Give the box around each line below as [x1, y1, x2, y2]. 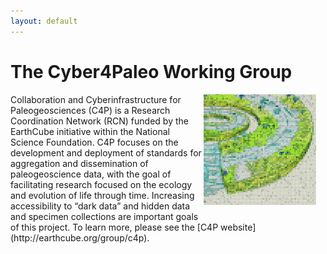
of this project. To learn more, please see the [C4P [10, 221, 219, 233]
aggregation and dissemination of [10, 157, 149, 169]
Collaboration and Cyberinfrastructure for [10, 93, 182, 105]
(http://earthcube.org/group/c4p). [10, 231, 150, 244]
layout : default [10, 16, 78, 26]
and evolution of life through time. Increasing [10, 189, 195, 201]
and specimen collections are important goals [10, 210, 199, 222]
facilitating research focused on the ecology [10, 178, 193, 190]
